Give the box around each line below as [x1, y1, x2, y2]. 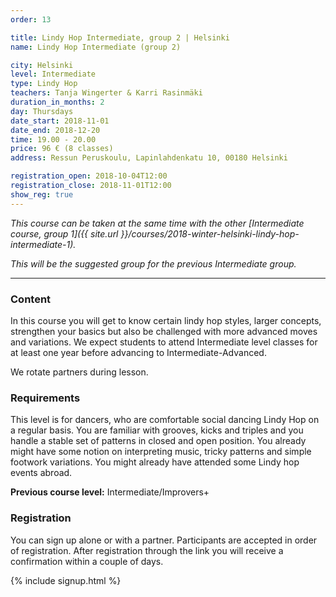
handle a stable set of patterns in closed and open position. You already [10, 435, 307, 447]
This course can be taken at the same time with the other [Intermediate [10, 217, 305, 229]
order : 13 [10, 14, 52, 25]
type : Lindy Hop [10, 79, 78, 89]
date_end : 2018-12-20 [10, 125, 101, 135]
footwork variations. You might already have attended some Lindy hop [10, 456, 300, 468]
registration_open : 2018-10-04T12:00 [10, 171, 168, 181]
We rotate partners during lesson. [10, 366, 149, 378]
